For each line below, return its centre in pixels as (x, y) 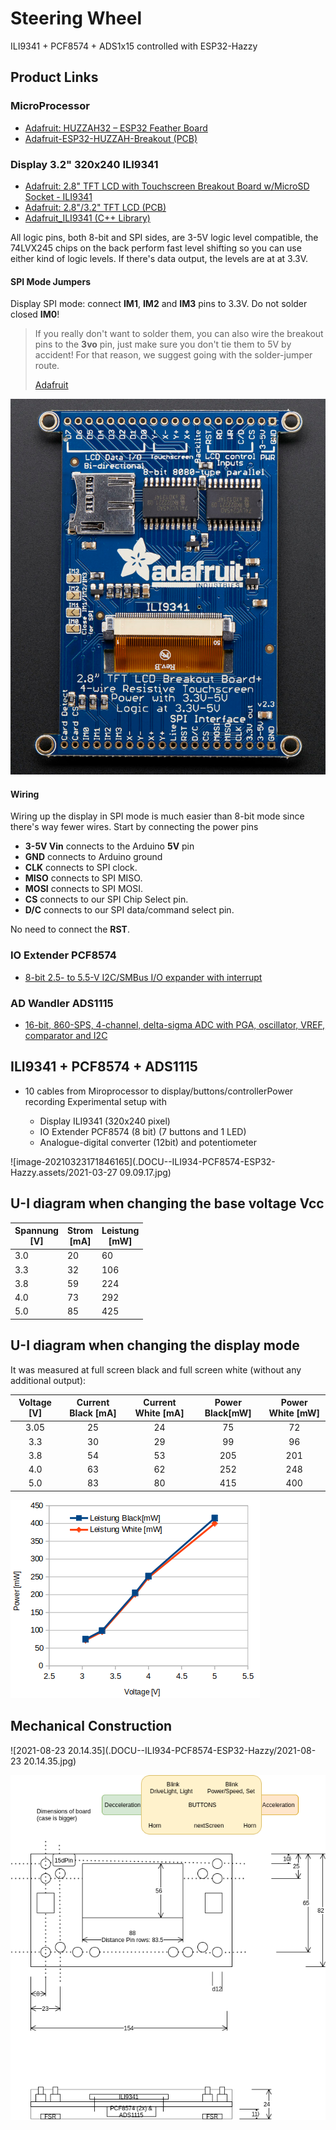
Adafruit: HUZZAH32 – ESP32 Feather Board (116, 128)
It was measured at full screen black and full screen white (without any (156, 1369)
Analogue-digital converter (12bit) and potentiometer (148, 1142)
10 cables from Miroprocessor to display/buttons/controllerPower (159, 1091)
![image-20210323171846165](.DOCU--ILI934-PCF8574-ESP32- (143, 1161)
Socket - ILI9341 (58, 196)
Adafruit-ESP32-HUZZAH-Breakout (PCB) (111, 138)
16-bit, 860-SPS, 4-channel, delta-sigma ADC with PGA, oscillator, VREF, (175, 1024)
